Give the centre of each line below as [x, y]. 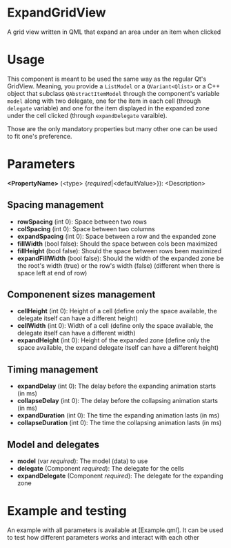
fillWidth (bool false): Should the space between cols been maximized [117, 244]
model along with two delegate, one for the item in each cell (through [104, 101]
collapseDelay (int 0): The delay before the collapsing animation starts [118, 401]
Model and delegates [53, 444]
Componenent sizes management [81, 295]
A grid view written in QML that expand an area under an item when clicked [114, 32]
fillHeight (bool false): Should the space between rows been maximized [119, 251]
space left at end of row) [52, 273]
